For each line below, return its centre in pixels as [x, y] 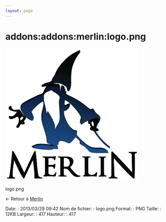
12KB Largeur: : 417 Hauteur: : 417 [41, 214]
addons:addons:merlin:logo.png [76, 36]
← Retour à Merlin [24, 199]
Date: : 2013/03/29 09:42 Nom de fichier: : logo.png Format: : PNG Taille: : [83, 208]
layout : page [19, 11]
